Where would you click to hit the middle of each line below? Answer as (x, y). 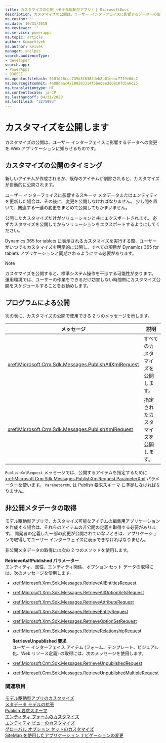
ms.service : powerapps (28, 33)
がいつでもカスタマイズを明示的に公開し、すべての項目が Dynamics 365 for (82, 247)
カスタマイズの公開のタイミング (54, 165)
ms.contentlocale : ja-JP (31, 93)
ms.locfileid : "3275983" (31, 102)
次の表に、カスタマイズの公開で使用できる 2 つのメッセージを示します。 (79, 316)
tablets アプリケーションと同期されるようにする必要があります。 (71, 253)
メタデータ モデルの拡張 (30, 704)
